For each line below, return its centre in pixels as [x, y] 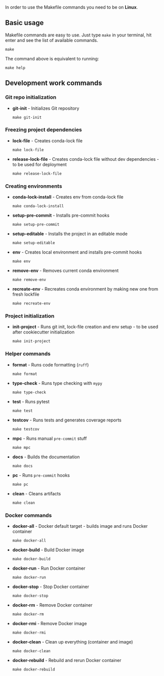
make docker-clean [31, 651]
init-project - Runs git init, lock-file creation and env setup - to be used [85, 327]
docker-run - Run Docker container [49, 568]
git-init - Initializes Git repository [46, 108]
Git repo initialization [31, 97]
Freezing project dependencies [43, 130]
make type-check [29, 392]
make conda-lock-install [38, 206]
